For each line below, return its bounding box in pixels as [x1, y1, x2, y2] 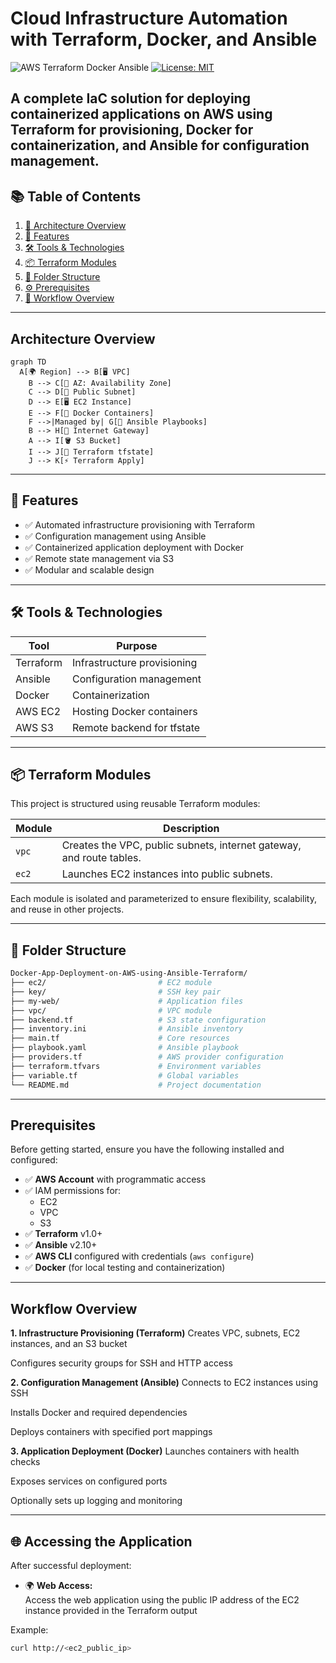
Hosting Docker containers [72, 704, 198, 718]
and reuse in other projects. [10, 903, 125, 916]
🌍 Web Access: [24, 1580, 93, 1592]
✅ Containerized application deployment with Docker [24, 541, 245, 553]
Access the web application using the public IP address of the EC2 [24, 1594, 300, 1606]
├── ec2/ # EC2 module [10, 978, 213, 988]
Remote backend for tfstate [72, 720, 201, 734]
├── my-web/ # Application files [10, 996, 244, 1006]
